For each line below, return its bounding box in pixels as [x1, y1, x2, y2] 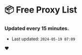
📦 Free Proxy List [4, 4, 77, 16]
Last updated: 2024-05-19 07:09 [11, 36, 76, 42]
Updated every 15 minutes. [4, 25, 69, 32]
